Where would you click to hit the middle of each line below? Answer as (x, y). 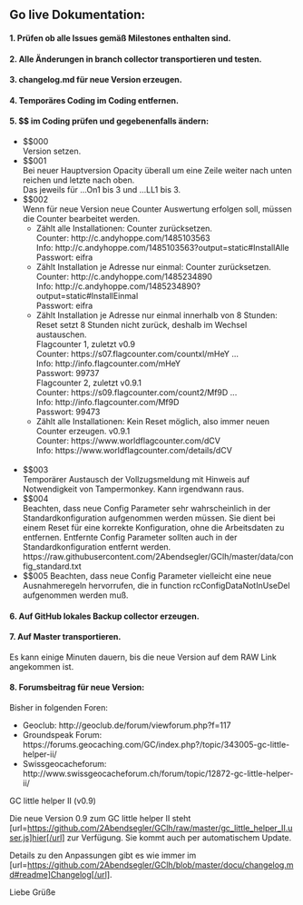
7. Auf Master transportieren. (65, 637)
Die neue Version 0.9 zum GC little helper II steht (100, 818)
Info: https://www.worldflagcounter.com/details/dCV (134, 450)
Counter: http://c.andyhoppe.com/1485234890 (124, 276)
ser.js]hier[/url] (37, 837)
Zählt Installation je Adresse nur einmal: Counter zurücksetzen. (154, 266)
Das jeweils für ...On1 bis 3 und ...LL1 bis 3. (102, 189)
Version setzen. (52, 151)
